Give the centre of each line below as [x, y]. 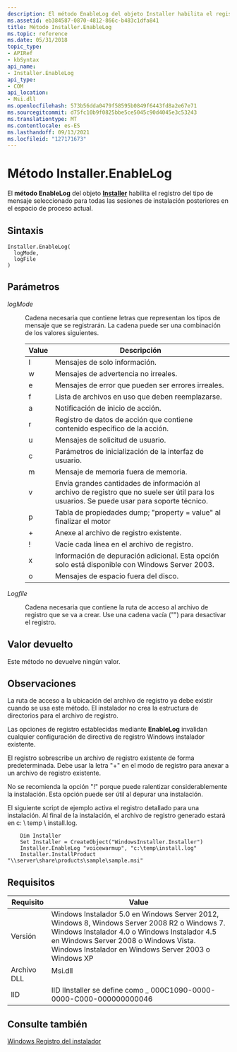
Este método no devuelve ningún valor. [64, 661]
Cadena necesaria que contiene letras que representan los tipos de [123, 317]
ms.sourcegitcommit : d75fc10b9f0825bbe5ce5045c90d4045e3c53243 [102, 112]
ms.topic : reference [38, 34]
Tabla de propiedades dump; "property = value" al [138, 512]
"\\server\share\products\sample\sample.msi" [75, 861]
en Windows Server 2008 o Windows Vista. [123, 941]
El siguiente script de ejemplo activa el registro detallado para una [103, 808]
